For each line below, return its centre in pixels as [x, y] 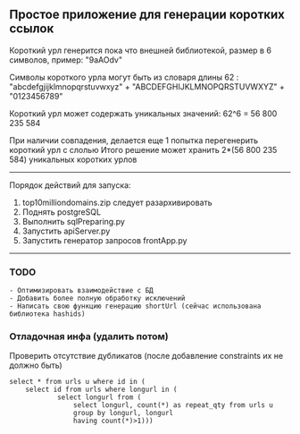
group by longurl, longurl [123, 413]
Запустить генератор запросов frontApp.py [104, 240]
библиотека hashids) [48, 314]
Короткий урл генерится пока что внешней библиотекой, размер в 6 [141, 50]
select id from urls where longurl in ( [101, 390]
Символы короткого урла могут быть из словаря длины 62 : [124, 77]
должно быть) [36, 365]
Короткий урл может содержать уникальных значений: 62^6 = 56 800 [143, 113]
